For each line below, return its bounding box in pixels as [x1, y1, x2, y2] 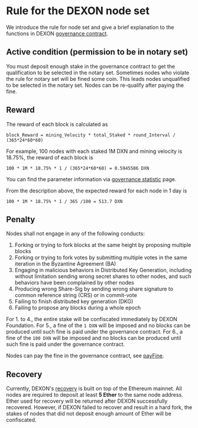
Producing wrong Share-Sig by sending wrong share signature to [14, 285, 173, 293]
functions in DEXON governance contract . [6, 30, 108, 37]
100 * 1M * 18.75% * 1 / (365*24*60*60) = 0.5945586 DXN [6, 165, 150, 171]
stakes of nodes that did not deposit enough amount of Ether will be [6, 410, 171, 417]
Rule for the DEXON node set [6, 4, 150, 18]
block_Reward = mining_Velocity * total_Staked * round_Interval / [6, 132, 176, 138]
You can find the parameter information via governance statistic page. [6, 175, 177, 182]
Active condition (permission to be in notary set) [6, 47, 189, 57]
